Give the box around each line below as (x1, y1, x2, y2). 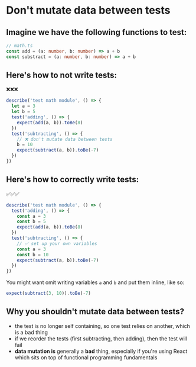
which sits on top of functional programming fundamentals (14, 353, 158, 361)
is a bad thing (14, 329, 48, 336)
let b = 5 (11, 109, 35, 115)
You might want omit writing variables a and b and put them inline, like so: (6, 279, 185, 286)
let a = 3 (11, 103, 35, 110)
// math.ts (6, 43, 33, 49)
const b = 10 (17, 252, 49, 257)
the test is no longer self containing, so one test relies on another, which (14, 322, 191, 329)
